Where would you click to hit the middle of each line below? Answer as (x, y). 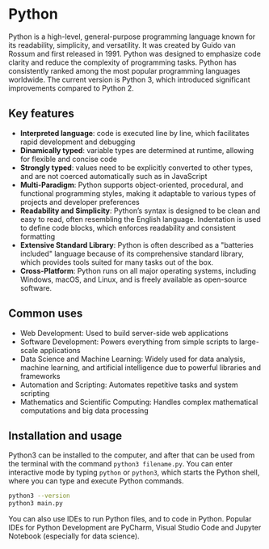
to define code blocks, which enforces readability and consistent (128, 228)
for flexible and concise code (68, 159)
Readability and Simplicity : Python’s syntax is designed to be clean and (140, 211)
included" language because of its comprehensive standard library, (132, 253)
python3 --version (39, 496)
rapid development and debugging (78, 142)
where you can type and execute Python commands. (96, 481)
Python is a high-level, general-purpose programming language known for (132, 36)
